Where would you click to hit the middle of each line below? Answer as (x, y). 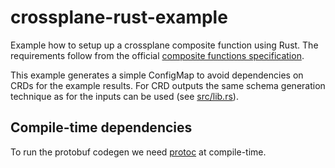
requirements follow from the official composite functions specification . (157, 55)
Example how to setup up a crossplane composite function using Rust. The (164, 45)
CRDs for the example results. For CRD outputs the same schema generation (168, 85)
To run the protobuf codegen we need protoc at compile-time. (138, 152)
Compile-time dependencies (101, 127)
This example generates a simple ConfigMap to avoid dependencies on (157, 75)
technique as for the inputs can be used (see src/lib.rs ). (124, 96)
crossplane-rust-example (119, 17)
